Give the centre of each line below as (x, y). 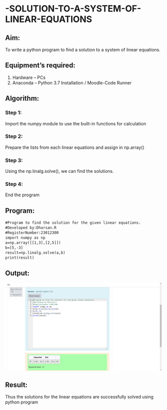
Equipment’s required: (40, 65)
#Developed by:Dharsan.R (31, 228)
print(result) (20, 258)
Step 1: (13, 113)
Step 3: (14, 160)
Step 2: (14, 136)
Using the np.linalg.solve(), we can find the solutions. (60, 171)
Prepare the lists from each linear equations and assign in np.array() (75, 147)
